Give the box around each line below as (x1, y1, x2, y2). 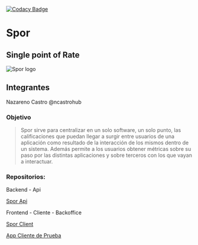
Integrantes (6, 83, 50, 93)
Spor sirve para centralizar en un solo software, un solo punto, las (20, 127, 181, 134)
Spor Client (6, 221, 34, 228)
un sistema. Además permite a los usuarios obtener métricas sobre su (20, 146, 191, 153)
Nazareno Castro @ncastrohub (6, 98, 82, 105)
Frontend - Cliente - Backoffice (6, 209, 82, 216)
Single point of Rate (6, 50, 80, 60)
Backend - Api (6, 186, 41, 194)
